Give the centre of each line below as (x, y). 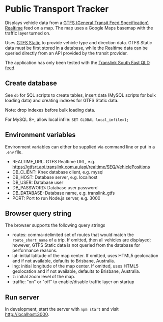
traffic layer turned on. (28, 33)
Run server (22, 297)
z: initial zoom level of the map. (43, 277)
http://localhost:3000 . (27, 314)
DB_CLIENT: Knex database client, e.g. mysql (58, 172)
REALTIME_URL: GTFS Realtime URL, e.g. (54, 161)
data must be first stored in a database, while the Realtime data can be (77, 48)
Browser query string (38, 213)
